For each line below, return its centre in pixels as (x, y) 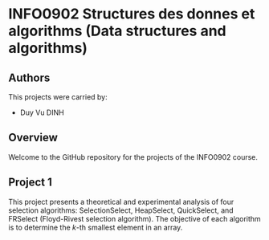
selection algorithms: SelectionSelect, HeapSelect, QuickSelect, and (121, 210)
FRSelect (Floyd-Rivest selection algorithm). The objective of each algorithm (134, 218)
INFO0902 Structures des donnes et (132, 14)
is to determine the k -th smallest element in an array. (96, 227)
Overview (33, 138)
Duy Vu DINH (42, 112)
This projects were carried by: (58, 97)
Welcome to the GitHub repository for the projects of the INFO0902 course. (133, 157)
